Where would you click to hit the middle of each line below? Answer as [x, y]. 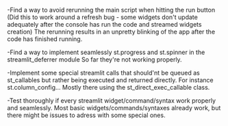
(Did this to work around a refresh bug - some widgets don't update [103, 17]
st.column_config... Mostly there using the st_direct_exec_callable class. [109, 87]
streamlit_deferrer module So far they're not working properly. [95, 60]
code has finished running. [45, 39]
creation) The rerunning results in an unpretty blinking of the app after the [111, 32]
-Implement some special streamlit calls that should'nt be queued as [103, 73]
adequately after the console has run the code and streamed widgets [104, 24]
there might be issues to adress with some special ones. [86, 115]
